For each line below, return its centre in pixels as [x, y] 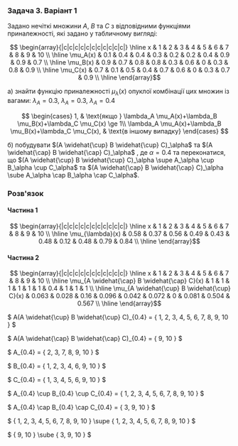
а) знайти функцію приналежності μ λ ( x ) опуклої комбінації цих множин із [118, 92]
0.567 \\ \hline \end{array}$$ [119, 303]
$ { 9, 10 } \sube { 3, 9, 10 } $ [49, 435]
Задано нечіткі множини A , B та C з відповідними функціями [99, 26]
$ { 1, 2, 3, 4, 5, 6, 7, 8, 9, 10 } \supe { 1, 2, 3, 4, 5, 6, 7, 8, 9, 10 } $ [102, 421]
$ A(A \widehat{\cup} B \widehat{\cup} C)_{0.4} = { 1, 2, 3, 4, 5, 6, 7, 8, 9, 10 [118, 317]
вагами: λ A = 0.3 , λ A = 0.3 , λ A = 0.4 [61, 102]
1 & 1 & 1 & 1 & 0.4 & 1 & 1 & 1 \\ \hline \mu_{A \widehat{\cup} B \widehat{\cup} [119, 288]
